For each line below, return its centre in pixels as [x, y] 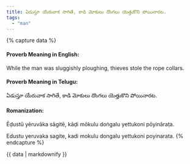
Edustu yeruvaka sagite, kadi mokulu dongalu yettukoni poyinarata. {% [95, 136]
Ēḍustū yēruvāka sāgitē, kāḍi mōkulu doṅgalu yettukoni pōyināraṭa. [90, 124]
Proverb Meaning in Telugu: [42, 82]
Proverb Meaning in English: [43, 54]
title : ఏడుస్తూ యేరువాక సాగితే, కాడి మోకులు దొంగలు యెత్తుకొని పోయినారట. [86, 12]
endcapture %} [25, 142]
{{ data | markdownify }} [37, 154]
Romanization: [25, 111]
